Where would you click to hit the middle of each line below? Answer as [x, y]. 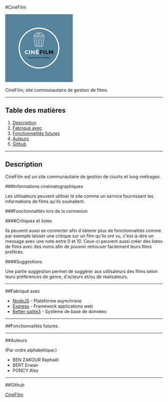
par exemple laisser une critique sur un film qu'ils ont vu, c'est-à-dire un [79, 236]
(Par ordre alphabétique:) [31, 350]
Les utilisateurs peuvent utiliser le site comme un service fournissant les [79, 196]
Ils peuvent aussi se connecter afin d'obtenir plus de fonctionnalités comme [83, 230]
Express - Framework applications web [53, 306]
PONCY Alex [25, 370]
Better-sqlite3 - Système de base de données [59, 311]
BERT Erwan [25, 365]
